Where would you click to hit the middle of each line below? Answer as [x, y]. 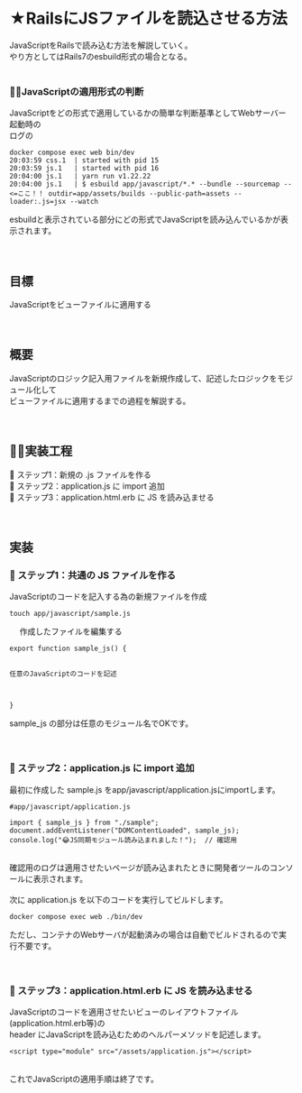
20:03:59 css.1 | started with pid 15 [84, 161]
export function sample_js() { [68, 649]
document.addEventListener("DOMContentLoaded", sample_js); [125, 831]
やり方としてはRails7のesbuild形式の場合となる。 [101, 56]
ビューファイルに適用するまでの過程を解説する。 [100, 400]
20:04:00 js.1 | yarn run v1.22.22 [80, 177]
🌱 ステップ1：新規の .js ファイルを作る [80, 474]
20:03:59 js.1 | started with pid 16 [84, 169]
